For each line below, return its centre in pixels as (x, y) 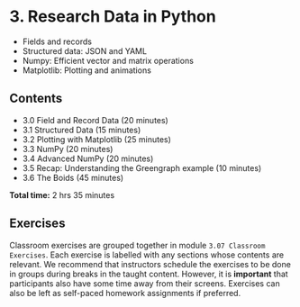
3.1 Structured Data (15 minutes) (82, 130)
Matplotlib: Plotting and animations (86, 70)
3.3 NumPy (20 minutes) (68, 149)
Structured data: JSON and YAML (84, 50)
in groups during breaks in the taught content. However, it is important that (149, 274)
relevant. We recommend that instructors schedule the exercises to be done (150, 264)
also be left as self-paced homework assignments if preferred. (125, 293)
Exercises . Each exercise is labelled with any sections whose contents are (147, 255)
